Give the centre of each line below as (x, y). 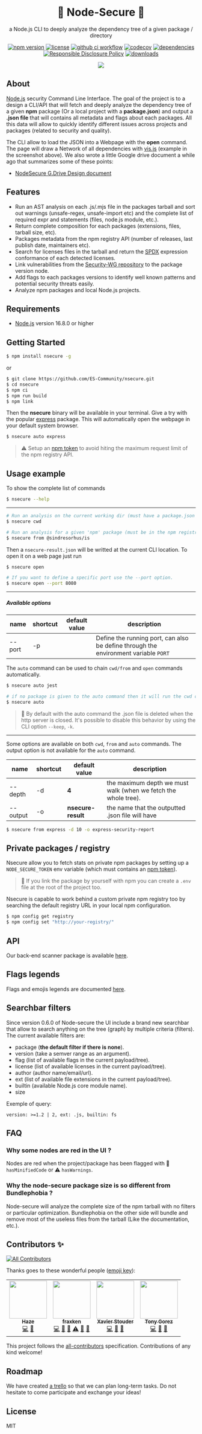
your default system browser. (43, 425)
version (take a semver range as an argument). (73, 1053)
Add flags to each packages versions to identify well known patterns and (105, 277)
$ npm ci (17, 390)
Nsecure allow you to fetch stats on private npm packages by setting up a (97, 863)
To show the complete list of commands (56, 488)
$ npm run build (26, 396)
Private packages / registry (58, 848)
